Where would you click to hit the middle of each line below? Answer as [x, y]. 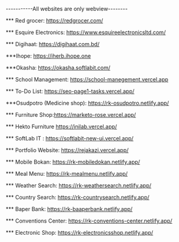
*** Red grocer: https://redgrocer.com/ [54, 20]
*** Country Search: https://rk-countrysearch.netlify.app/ [78, 197]
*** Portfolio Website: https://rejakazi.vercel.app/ [67, 150]
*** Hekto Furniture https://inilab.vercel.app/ [61, 126]
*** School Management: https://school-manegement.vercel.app [87, 79]
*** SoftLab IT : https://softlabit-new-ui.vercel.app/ [70, 138]
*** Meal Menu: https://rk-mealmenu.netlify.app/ [67, 174]
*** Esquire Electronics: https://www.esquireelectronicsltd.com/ [86, 32]
